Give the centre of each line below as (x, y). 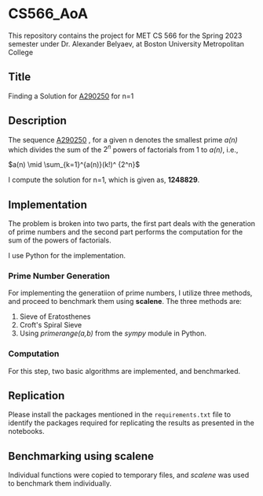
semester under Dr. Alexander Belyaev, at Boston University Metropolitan (126, 43)
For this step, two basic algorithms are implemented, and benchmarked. (124, 371)
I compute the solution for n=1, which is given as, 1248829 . (104, 180)
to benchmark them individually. (60, 483)
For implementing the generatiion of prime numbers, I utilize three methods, (130, 293)
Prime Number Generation (59, 276)
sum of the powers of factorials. (60, 240)
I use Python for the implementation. (67, 256)
